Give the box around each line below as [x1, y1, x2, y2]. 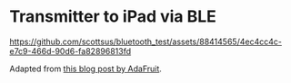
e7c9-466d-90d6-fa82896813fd [9, 45, 132, 56]
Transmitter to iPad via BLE [9, 6, 216, 27]
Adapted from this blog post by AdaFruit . [9, 63, 162, 74]
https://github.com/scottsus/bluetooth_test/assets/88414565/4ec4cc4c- [9, 36, 282, 47]
